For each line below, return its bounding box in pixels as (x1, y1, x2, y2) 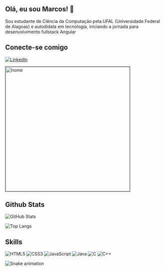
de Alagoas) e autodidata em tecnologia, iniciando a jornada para (5, 23, 139, 29)
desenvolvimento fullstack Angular (5, 28, 76, 35)
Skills (5, 238, 22, 246)
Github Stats (5, 200, 45, 209)
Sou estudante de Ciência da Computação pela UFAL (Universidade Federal (5, 18, 161, 24)
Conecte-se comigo (5, 43, 68, 52)
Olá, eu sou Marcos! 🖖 (5, 5, 75, 13)
